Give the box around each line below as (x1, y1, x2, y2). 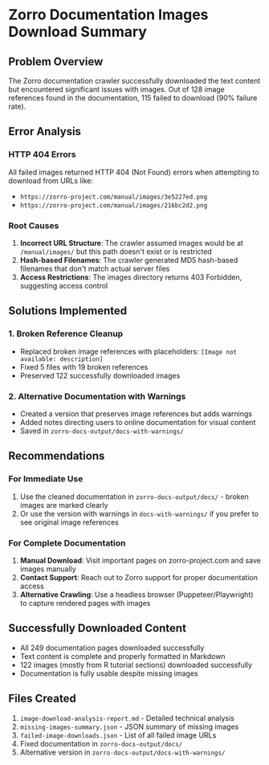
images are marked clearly (19, 500, 108, 509)
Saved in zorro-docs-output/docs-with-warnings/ (19, 426, 185, 436)
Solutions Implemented (8, 304, 127, 318)
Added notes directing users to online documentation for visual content (19, 417, 256, 427)
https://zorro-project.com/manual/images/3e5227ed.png (19, 193, 208, 201)
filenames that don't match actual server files (19, 264, 170, 273)
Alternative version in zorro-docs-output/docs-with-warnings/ (19, 747, 226, 757)
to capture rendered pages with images (19, 598, 151, 607)
